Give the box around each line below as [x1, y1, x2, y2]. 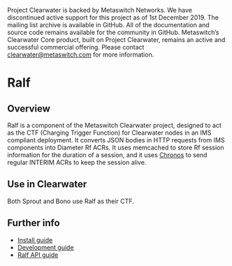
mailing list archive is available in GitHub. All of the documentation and [7, 21, 210, 29]
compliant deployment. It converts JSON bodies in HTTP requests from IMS [7, 136, 225, 144]
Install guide [17, 235, 53, 244]
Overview [7, 103, 51, 114]
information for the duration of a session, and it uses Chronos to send [7, 151, 208, 159]
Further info [7, 217, 61, 229]
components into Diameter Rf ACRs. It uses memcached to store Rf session [7, 143, 224, 152]
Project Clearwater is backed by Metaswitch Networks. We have [7, 6, 192, 14]
